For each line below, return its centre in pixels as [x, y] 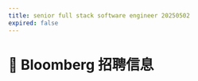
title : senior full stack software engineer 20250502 [99, 15]
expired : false [33, 23]
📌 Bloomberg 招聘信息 [81, 65]
